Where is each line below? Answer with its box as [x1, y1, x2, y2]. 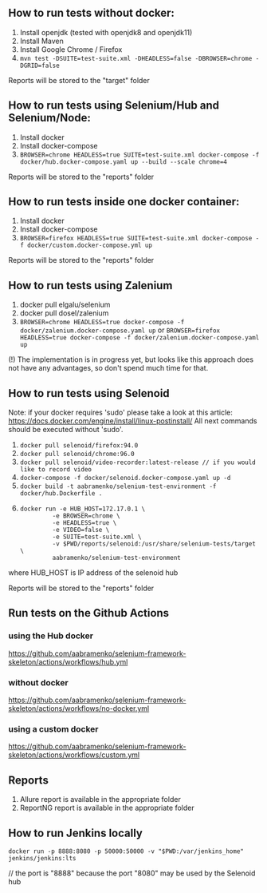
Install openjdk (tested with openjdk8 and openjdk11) [19, 27, 193, 37]
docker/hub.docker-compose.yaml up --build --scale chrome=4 [19, 157, 228, 166]
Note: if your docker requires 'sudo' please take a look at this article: [8, 407, 233, 418]
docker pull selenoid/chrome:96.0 [19, 450, 135, 458]
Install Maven [19, 36, 64, 46]
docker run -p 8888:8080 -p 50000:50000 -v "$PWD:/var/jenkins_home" [8, 847, 245, 855]
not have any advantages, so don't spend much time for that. [8, 363, 209, 373]
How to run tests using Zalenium [8, 279, 173, 292]
